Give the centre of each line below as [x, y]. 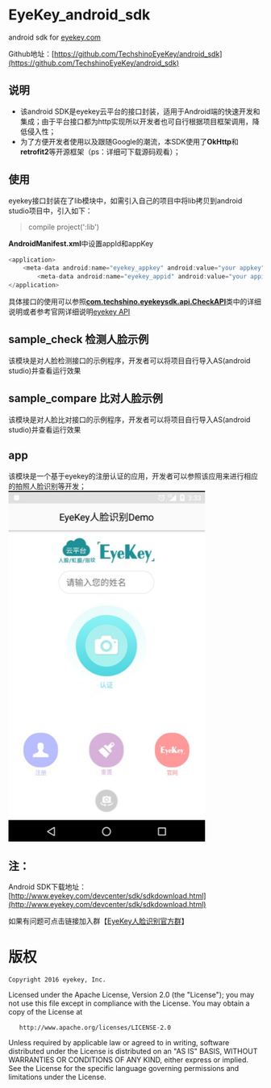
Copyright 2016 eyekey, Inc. [57, 980]
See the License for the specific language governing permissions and [124, 1069]
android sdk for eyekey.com [54, 37]
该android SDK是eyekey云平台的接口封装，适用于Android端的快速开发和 [140, 111]
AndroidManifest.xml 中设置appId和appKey [81, 243]
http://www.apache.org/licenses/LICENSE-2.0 [95, 1028]
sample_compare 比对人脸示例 [86, 398]
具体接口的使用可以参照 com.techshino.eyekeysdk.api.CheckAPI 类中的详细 [135, 302]
